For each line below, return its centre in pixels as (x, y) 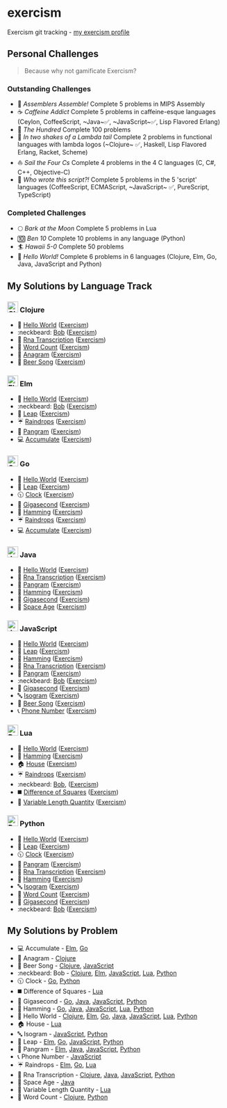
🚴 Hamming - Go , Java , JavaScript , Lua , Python (85, 1008)
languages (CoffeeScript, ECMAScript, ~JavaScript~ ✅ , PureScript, (113, 187)
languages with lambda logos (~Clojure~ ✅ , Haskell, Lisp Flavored (112, 145)
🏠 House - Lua (39, 1024)
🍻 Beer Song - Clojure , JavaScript (66, 965)
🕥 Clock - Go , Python (49, 981)
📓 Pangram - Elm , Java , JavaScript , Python (79, 1049)
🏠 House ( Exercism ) (47, 763)
